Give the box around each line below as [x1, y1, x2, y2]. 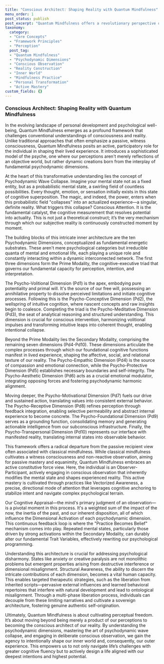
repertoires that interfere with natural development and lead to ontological [5, 587, 154, 593]
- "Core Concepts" [9, 35, 47, 40]
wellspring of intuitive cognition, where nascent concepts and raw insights [5, 301, 155, 307]
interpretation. [5, 270, 34, 276]
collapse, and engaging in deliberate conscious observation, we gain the [5, 633, 151, 639]
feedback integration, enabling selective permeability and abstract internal [5, 408, 155, 414]
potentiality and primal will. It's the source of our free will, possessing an [5, 285, 151, 291]
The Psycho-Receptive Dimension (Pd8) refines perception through [5, 403, 141, 409]
